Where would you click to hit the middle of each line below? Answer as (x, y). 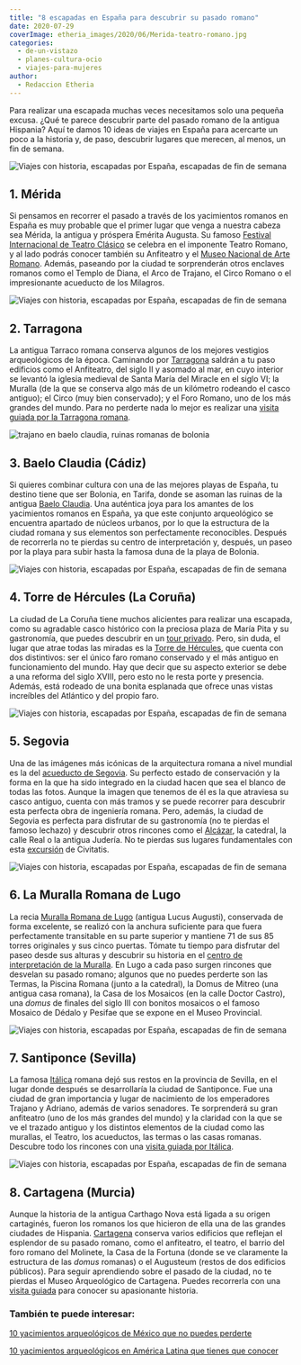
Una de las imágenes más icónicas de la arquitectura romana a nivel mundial (151, 763)
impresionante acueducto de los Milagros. (87, 283)
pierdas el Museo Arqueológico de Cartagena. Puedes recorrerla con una (145, 1281)
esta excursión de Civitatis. (59, 849)
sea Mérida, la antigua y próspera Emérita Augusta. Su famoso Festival (140, 235)
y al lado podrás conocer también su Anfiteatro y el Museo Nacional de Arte (150, 254)
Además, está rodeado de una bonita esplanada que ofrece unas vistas (142, 686)
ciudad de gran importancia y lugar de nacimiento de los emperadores (140, 1098)
